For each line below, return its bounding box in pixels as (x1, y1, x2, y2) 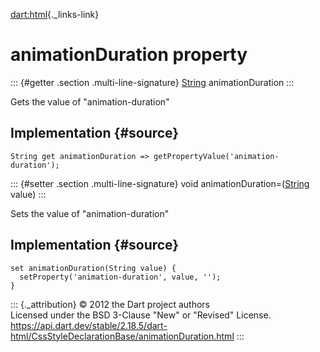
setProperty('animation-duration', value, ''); (19, 272, 222, 282)
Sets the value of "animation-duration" (10, 207, 170, 219)
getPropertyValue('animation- (153, 151, 280, 161)
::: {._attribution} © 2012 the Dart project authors (10, 298, 210, 310)
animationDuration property (10, 44, 248, 66)
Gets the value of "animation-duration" (10, 95, 170, 108)
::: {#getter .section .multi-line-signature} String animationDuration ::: (10, 76, 295, 88)
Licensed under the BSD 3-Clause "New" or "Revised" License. (10, 309, 272, 321)
